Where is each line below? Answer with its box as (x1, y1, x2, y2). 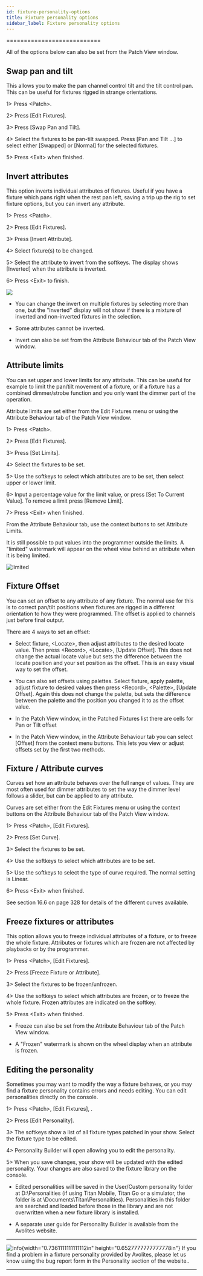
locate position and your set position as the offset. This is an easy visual (14, 659, 195, 666)
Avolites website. (14, 1227, 57, 1234)
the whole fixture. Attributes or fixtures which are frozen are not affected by (6, 939, 195, 947)
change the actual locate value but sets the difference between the (14, 652, 182, 660)
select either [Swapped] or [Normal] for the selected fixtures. (6, 142, 159, 149)
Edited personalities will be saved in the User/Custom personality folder (14, 1183, 193, 1191)
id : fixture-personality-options (6, 8, 91, 15)
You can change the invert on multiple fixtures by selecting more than (14, 300, 188, 307)
